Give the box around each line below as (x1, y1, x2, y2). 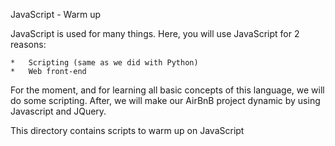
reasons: (10, 39, 47, 50)
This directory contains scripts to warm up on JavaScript (10, 125, 245, 136)
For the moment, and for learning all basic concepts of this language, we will (10, 84, 325, 96)
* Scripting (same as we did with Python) (10, 58, 199, 68)
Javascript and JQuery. (10, 105, 107, 117)
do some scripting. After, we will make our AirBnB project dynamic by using (10, 95, 321, 106)
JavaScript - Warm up (10, 9, 102, 20)
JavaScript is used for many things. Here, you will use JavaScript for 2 (10, 28, 300, 39)
